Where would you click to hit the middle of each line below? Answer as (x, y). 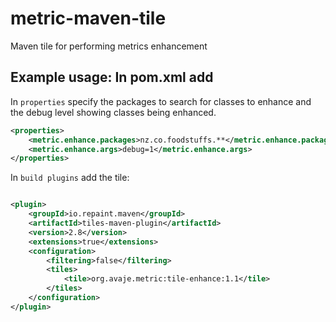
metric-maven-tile (88, 18)
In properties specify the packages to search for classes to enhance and (161, 101)
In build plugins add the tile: (70, 178)
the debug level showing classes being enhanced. (113, 112)
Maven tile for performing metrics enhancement (109, 46)
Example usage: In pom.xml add (112, 77)
